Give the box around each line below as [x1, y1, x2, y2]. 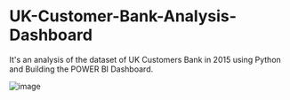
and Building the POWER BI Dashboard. [9, 64, 154, 74]
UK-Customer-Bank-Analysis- [9, 6, 238, 27]
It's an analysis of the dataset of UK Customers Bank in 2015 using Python [9, 54, 282, 65]
